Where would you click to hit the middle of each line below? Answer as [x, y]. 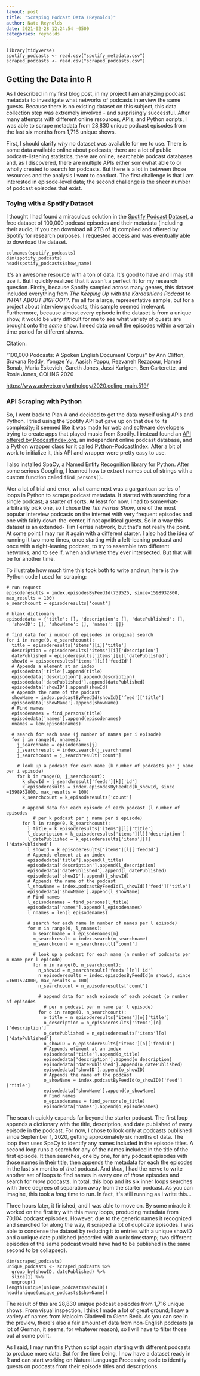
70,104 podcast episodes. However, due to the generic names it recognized [99, 1218]
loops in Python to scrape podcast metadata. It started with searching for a [99, 495]
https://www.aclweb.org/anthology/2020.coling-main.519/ [78, 386]
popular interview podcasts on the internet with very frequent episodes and [99, 514]
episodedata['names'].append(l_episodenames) [85, 907]
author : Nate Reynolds [34, 23]
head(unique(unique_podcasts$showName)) [57, 1292]
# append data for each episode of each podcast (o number [113, 996]
